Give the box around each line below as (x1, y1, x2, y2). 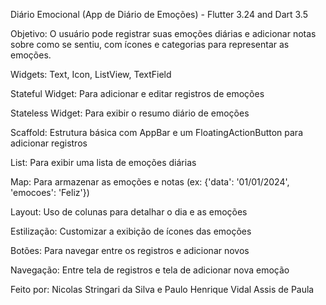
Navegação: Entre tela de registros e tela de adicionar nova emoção (10, 264, 290, 276)
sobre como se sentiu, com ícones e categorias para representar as (10, 39, 290, 50)
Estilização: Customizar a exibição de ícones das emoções (10, 225, 252, 237)
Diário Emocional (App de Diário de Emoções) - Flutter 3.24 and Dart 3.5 (10, 9, 308, 20)
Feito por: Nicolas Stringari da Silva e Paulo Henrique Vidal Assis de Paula (10, 284, 315, 295)
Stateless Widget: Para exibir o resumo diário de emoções (10, 107, 250, 119)
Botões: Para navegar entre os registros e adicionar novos (10, 245, 250, 256)
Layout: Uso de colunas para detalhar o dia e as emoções (10, 206, 248, 218)
